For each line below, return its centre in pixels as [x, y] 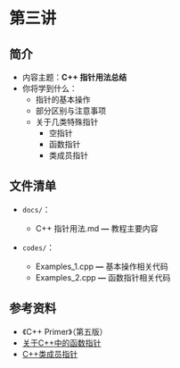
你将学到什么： [49, 88]
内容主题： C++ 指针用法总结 [74, 77]
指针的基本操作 [63, 100]
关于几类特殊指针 [67, 122]
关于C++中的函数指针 [61, 343]
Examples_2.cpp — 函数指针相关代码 [103, 277]
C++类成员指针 [50, 354]
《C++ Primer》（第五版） [65, 331]
